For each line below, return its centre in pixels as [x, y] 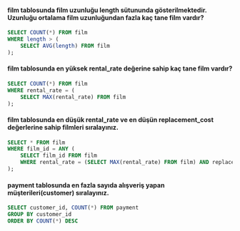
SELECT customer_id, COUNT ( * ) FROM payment [73, 208]
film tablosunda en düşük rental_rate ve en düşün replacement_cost [111, 120]
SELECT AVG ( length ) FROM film [65, 46]
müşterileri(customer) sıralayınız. [58, 192]
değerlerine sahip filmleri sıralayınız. [63, 127]
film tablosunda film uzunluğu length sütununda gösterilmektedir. [107, 10]
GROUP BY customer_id [40, 215]
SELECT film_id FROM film [59, 156]
